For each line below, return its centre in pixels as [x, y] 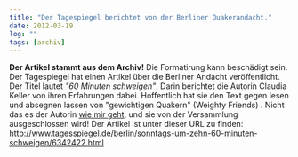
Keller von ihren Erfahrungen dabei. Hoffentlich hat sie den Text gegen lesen [149, 96]
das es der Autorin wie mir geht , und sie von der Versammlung [124, 114]
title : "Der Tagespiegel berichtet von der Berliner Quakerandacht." [141, 17]
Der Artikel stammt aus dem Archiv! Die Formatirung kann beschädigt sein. [149, 67]
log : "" [24, 34]
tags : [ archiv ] [37, 42]
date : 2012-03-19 [41, 26]
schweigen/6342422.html [56, 143]
